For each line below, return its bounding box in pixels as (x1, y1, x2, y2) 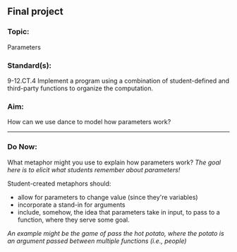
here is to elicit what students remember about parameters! (7, 165, 181, 174)
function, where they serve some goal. (17, 215, 130, 224)
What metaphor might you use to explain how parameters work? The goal (7, 158, 221, 167)
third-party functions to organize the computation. (7, 84, 154, 92)
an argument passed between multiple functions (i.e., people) (7, 236, 187, 245)
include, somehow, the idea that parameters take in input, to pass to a (17, 208, 220, 216)
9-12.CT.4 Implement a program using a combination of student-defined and (7, 76, 230, 85)
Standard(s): (7, 60, 51, 70)
